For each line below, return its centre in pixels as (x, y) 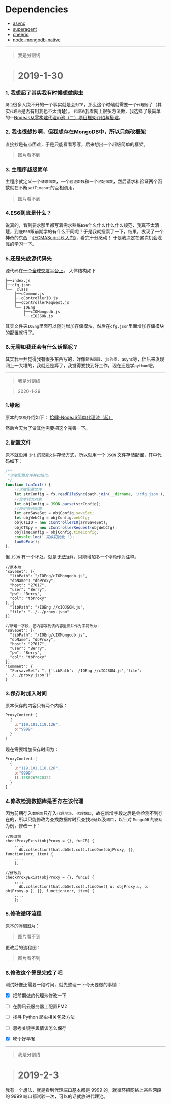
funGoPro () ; (27, 542)
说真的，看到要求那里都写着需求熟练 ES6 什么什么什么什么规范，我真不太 (80, 225)
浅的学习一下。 (21, 244)
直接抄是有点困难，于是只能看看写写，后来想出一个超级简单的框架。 (77, 144)
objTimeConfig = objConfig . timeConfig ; (57, 532)
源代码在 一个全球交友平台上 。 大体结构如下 (50, 270)
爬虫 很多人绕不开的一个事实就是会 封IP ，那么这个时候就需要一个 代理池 (77, 105)
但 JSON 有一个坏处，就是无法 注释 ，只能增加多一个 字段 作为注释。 (72, 557)
